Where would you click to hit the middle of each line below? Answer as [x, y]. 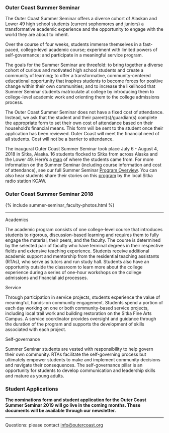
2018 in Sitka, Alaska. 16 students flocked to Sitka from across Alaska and [81, 154]
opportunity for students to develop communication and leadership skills [80, 370]
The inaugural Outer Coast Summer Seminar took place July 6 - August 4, [82, 149]
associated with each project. [36, 329]
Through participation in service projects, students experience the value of [83, 297]
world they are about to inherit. [37, 35]
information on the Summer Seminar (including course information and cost [83, 165]
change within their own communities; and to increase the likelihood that [80, 86]
